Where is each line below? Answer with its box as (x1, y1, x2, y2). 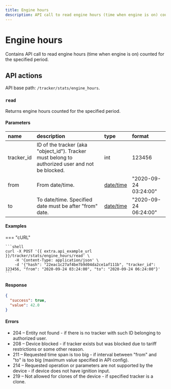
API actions (5, 71, 42, 80)
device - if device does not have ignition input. (12, 368, 110, 374)
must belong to (36, 154, 73, 161)
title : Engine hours (5, 7, 49, 13)
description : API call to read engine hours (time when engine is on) (5, 12, 158, 17)
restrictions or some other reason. (12, 346, 84, 352)
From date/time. (36, 181, 75, 188)
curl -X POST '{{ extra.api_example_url (5, 249, 93, 254)
